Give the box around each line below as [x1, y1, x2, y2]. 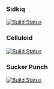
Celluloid [6, 34, 33, 42]
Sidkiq [6, 5, 25, 13]
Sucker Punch [6, 62, 48, 71]
